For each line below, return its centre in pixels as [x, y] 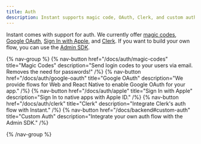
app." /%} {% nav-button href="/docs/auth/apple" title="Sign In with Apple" [99, 91]
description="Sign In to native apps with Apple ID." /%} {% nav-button [93, 97]
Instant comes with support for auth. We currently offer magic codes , [92, 34]
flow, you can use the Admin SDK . [48, 47]
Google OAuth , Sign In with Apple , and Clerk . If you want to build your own [98, 41]
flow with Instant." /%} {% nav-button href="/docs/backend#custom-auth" [98, 110]
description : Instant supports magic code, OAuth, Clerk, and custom [95, 17]
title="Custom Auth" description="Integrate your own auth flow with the [95, 116]
